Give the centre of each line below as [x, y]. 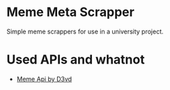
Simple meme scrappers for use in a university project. [85, 31]
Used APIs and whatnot [76, 60]
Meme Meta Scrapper [71, 12]
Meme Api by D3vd [44, 79]
